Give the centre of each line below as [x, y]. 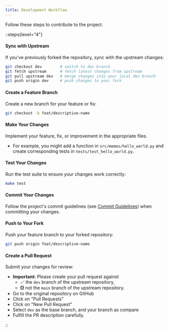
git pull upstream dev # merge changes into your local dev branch [81, 76]
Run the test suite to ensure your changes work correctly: [66, 174]
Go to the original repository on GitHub [53, 294]
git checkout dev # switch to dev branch [58, 67]
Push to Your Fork [25, 223]
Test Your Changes [26, 163]
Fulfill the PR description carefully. [49, 315]
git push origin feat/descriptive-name [48, 244]
